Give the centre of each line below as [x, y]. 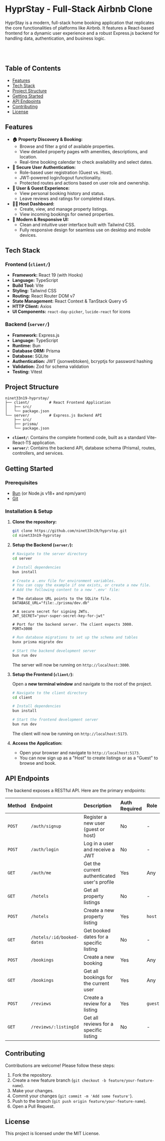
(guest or [94, 829]
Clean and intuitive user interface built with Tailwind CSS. [78, 224]
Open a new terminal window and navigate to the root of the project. [82, 684]
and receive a [99, 849]
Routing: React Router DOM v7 [43, 296]
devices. [28, 235]
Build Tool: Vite [28, 285]
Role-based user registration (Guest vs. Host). [66, 172]
